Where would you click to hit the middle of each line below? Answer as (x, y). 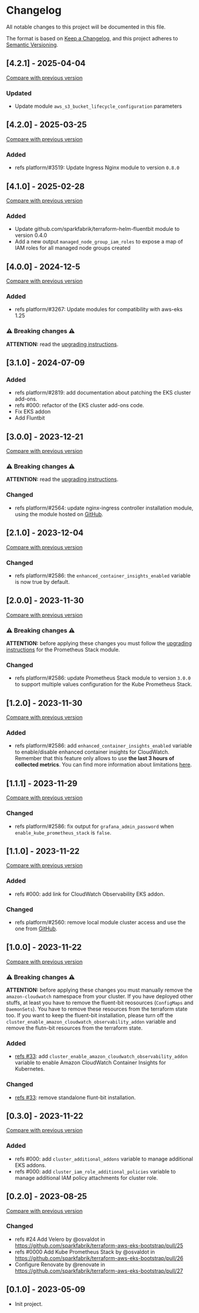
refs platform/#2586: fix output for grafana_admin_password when (94, 826)
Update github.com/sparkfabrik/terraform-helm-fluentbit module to (97, 229)
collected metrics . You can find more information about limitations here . (103, 765)
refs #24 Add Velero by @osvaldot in (60, 1239)
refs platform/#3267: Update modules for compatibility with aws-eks (99, 310)
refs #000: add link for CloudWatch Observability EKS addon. (90, 894)
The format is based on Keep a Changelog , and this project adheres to (92, 38)
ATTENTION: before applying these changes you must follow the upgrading (99, 643)
